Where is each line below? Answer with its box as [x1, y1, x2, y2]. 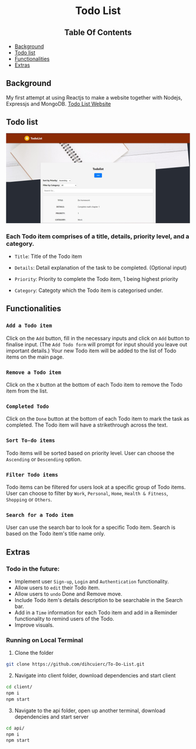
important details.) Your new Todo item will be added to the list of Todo [6, 347, 177, 354]
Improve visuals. [14, 621, 54, 628]
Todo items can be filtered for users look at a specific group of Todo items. [6, 483, 186, 490]
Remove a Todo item [6, 369, 61, 376]
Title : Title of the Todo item [14, 253, 83, 260]
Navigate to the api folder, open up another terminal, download [14, 707, 166, 714]
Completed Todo [6, 403, 50, 410]
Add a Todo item [6, 322, 52, 329]
